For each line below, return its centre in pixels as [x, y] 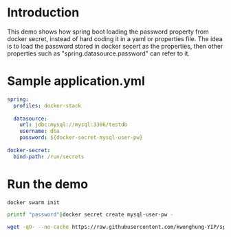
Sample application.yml [76, 81]
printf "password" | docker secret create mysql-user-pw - [90, 215]
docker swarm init [33, 202]
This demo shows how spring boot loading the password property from [108, 32]
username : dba [40, 132]
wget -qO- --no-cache [38, 227]
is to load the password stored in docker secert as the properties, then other [115, 46]
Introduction [43, 13]
